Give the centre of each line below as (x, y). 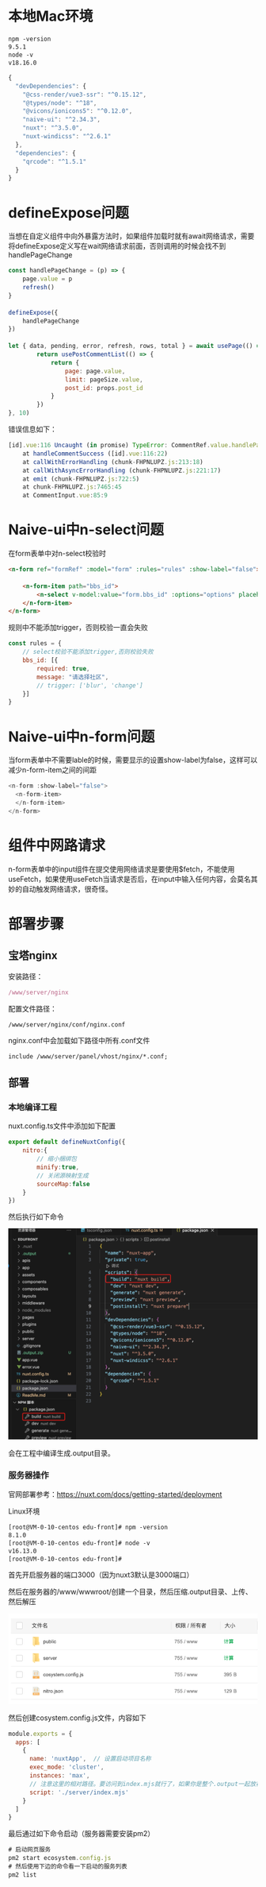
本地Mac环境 (51, 16)
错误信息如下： (32, 429)
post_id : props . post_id (104, 388)
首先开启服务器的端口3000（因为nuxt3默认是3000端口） (101, 1575)
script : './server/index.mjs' (79, 1792)
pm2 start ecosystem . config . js (60, 1858)
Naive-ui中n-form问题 (82, 737)
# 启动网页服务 (30, 1850)
